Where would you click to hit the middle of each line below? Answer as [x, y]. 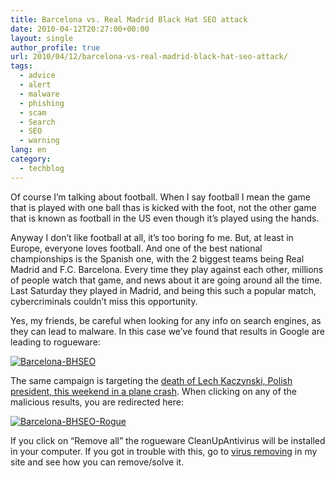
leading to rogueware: [55, 342]
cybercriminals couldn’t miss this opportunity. [104, 301]
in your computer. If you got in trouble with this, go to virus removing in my [164, 451]
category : [31, 159]
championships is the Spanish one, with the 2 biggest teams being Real [157, 258]
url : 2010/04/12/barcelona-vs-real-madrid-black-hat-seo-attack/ [149, 57]
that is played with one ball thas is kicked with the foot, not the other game [163, 207]
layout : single [42, 38]
